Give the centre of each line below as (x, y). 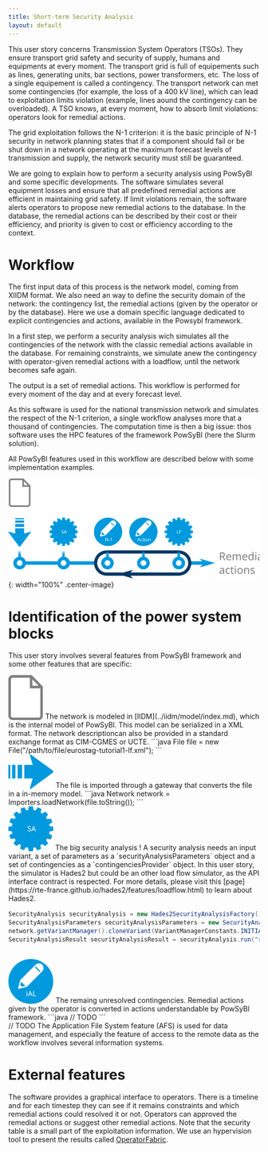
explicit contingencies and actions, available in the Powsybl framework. (126, 321)
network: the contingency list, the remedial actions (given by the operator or (133, 304)
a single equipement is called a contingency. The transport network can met (134, 83)
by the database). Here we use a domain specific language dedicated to (126, 312)
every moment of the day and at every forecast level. (95, 394)
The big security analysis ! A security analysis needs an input (156, 848)
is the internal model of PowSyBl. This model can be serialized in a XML (126, 725)
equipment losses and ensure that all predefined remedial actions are (122, 190)
